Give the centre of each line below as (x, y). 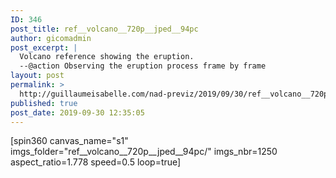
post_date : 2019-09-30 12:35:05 (77, 112)
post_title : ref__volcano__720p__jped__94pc (104, 29)
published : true (44, 103)
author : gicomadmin (51, 38)
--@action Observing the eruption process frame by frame (143, 66)
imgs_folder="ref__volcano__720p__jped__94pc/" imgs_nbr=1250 (144, 152)
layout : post (37, 76)
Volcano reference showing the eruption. (107, 57)
